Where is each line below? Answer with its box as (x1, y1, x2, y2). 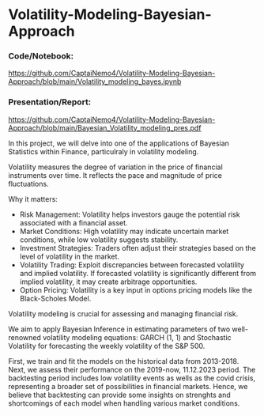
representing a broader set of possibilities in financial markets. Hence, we (8, 381, 248, 391)
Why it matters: (8, 194, 58, 203)
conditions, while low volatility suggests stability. (19, 235, 179, 244)
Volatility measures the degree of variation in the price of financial (8, 162, 223, 172)
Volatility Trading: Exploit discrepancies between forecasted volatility (19, 259, 245, 270)
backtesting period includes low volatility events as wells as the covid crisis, (8, 373, 255, 383)
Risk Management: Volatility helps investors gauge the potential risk (19, 210, 240, 219)
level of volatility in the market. (19, 251, 120, 261)
